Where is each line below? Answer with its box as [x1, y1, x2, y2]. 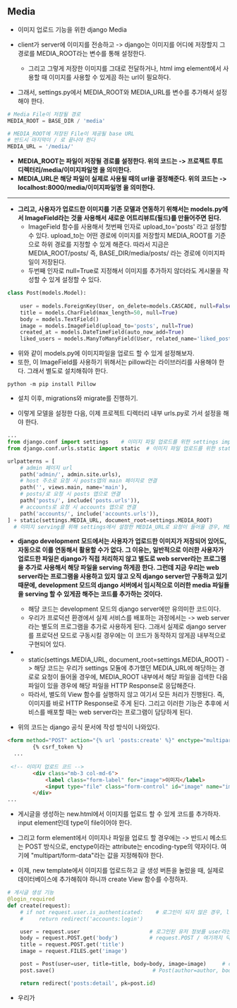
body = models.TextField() [20, 315, 99, 323]
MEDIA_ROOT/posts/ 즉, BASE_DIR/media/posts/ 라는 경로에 [28, 249, 201, 257]
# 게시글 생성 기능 [7, 889, 54, 897]
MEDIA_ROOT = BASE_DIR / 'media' [7, 117, 106, 124]
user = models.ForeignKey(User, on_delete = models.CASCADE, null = [20, 303, 217, 310]
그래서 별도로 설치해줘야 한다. [27, 367, 108, 375]
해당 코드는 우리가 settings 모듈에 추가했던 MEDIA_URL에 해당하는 [34, 664, 218, 672]
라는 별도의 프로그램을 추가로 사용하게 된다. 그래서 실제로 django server [28, 622, 227, 631]
